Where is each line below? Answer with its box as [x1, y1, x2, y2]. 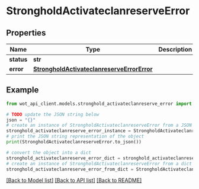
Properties [6, 28, 46, 38]
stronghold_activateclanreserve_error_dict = [6, 155, 120, 161]
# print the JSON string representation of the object [6, 133, 145, 140]
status [9, 55, 28, 63]
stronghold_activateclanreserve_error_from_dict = [6, 166, 134, 172]
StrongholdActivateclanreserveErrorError [33, 65, 153, 73]
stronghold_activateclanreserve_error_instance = [6, 128, 131, 134]
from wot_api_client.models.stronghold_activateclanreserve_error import [6, 101, 192, 107]
